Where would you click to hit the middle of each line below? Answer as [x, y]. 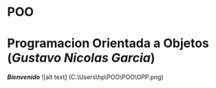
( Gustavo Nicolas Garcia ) [81, 58]
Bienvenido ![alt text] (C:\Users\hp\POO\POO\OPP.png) [85, 77]
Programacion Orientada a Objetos [108, 44]
